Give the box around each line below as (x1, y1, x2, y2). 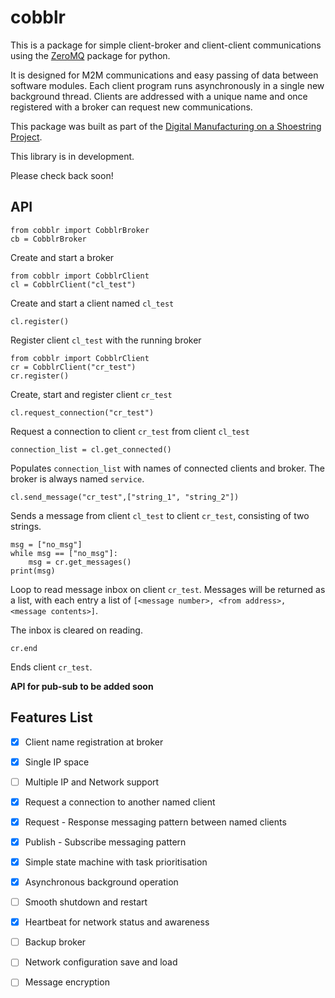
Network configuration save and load (24, 956, 178, 968)
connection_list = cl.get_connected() (10, 444, 172, 455)
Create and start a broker (10, 251, 115, 263)
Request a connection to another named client (24, 796, 216, 808)
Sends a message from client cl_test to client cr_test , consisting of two (10, 509, 310, 521)
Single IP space (24, 756, 90, 768)
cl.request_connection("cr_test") (10, 407, 155, 418)
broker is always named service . (10, 472, 145, 485)
